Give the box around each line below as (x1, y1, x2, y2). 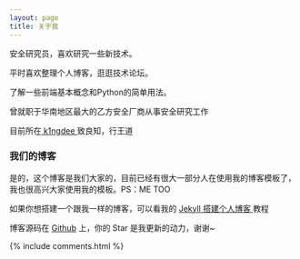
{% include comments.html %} (9, 240, 125, 251)
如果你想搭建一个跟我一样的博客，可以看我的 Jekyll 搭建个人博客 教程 (9, 203, 270, 214)
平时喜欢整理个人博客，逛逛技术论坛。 (9, 67, 153, 78)
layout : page (9, 13, 59, 23)
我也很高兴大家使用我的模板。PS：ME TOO (9, 184, 171, 194)
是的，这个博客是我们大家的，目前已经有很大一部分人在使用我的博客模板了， (9, 172, 296, 183)
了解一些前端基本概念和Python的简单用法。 (9, 86, 172, 97)
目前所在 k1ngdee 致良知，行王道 (9, 125, 134, 136)
